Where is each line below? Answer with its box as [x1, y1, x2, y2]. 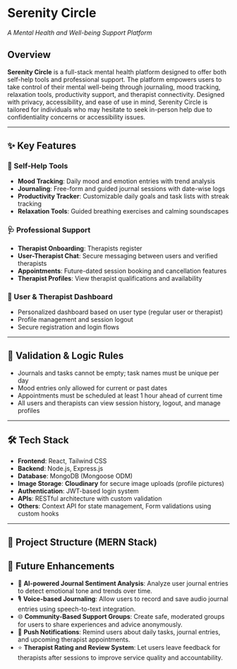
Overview [7, 49, 51, 61]
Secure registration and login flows [17, 323, 120, 332]
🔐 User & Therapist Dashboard [7, 291, 113, 301]
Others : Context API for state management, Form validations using [17, 501, 212, 510]
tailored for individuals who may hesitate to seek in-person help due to [7, 105, 213, 114]
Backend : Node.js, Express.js [17, 464, 104, 472]
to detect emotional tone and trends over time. [17, 586, 153, 595]
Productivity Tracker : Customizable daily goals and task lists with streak [17, 192, 229, 201]
